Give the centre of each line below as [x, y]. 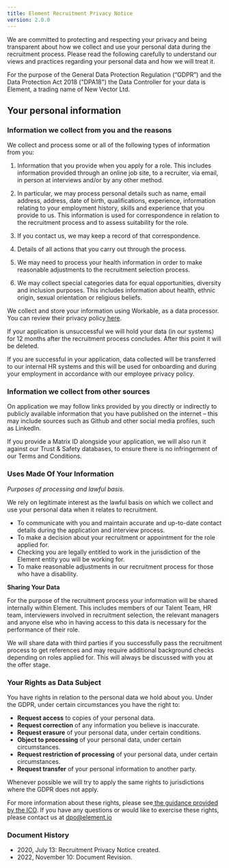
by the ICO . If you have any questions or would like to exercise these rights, [113, 810]
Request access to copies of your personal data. [86, 718]
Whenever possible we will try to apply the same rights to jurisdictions [106, 782]
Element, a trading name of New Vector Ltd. [69, 89]
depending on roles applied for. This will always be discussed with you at [110, 657]
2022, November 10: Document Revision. [75, 857]
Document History [38, 835]
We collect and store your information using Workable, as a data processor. [113, 311]
